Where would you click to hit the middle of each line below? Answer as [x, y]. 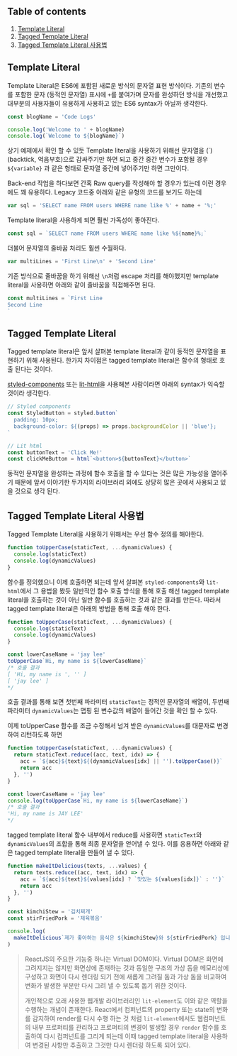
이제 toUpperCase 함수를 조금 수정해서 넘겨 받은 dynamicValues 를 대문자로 [111, 726]
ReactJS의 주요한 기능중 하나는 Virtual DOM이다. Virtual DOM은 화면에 [124, 959]
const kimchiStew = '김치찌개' [51, 912]
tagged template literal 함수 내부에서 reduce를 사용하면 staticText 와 [105, 835]
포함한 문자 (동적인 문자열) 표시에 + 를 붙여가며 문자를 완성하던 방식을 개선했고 [121, 94]
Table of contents [47, 12]
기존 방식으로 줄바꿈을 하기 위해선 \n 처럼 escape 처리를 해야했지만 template [113, 275]
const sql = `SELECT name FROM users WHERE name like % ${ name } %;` [107, 233]
